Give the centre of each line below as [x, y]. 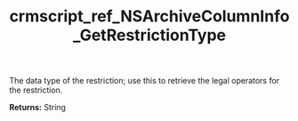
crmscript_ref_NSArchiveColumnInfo [149, 16]
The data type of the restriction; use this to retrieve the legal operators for [145, 81]
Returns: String [38, 108]
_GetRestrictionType [149, 35]
